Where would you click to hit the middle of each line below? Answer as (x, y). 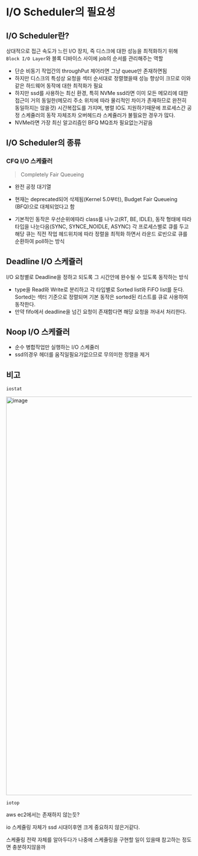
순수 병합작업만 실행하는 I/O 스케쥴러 (57, 347)
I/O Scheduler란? (38, 36)
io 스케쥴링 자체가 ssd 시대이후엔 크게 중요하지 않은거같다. (73, 827)
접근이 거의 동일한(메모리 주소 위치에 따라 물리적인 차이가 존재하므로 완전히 (100, 100)
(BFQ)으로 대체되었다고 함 (44, 206)
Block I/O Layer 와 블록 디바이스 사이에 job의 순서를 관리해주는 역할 (85, 58)
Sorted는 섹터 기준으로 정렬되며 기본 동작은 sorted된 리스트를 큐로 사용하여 (101, 297)
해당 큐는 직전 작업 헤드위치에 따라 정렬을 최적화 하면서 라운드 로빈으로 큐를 (101, 234)
